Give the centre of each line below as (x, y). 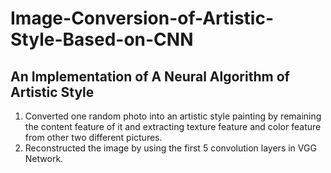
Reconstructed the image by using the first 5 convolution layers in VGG (170, 148)
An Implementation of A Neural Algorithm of (150, 76)
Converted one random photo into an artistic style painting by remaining (173, 116)
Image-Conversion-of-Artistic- (142, 18)
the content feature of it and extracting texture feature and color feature (173, 126)
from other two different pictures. (93, 137)
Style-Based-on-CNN (102, 39)
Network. (44, 158)
